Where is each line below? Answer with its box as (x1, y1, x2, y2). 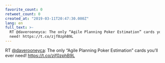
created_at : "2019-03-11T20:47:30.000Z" (5, 16, 89, 21)
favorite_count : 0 (5, 7, 43, 12)
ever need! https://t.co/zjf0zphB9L (5, 52, 75, 58)
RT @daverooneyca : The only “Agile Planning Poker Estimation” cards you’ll (5, 47, 158, 53)
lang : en (5, 20, 23, 26)
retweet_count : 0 (5, 12, 41, 16)
